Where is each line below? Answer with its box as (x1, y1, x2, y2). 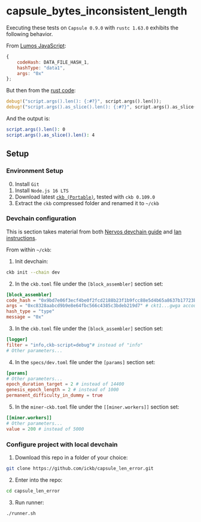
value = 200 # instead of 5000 (6, 426, 84, 432)
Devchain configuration (6, 214, 77, 223)
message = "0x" (6, 314, 44, 320)
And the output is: (6, 115, 50, 122)
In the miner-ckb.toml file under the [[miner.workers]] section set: (14, 403, 179, 410)
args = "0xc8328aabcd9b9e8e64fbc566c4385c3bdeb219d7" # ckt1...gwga (6, 303, 181, 309)
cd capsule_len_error (6, 488, 60, 494)
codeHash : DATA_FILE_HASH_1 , (17, 59, 90, 65)
